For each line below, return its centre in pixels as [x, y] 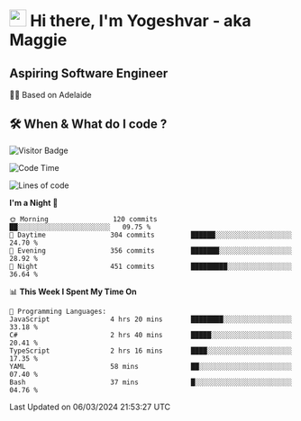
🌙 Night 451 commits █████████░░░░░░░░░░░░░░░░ [151, 266]
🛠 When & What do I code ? [88, 125]
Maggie [38, 40]
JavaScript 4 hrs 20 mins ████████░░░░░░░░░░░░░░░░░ [151, 319]
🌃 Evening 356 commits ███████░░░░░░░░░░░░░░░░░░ [151, 251]
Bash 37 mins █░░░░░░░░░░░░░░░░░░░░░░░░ [151, 382]
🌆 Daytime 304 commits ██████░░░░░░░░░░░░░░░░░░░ [151, 235]
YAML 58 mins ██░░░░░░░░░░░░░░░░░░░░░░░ [151, 366]
